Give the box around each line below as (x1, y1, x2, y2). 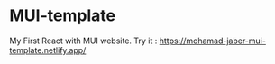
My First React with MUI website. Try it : (9, 35, 158, 46)
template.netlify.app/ (9, 44, 87, 55)
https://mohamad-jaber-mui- (159, 35, 266, 46)
